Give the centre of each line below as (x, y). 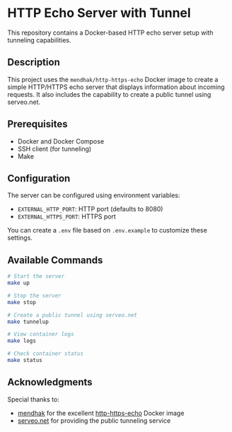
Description (34, 63)
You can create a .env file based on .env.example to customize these (107, 230)
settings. (20, 238)
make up (19, 283)
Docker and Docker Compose (61, 141)
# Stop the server (34, 296)
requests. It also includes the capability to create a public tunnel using (109, 94)
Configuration (39, 178)
